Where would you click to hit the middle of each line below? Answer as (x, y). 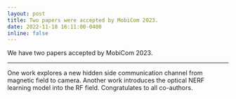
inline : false (28, 33)
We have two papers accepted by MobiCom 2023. (80, 53)
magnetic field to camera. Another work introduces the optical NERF (106, 80)
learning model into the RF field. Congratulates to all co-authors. (100, 88)
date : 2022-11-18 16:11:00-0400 (54, 26)
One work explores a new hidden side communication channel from (105, 73)
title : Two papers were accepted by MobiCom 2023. (83, 20)
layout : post (26, 14)
